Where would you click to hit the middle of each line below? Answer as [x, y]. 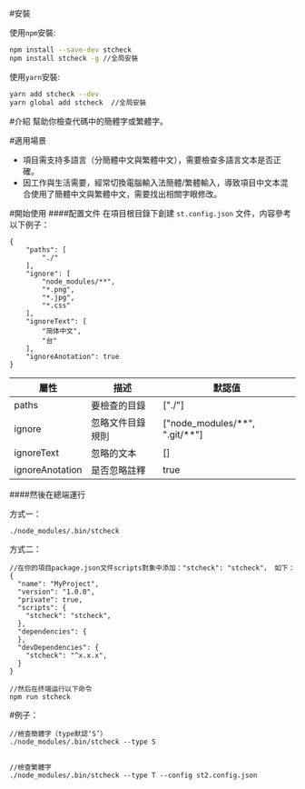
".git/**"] [183, 434]
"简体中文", [62, 331]
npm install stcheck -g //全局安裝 [74, 58]
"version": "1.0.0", [56, 592]
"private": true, [50, 600]
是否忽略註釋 [118, 470]
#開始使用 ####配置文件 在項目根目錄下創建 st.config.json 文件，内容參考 [151, 213]
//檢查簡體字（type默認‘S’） [58, 734]
